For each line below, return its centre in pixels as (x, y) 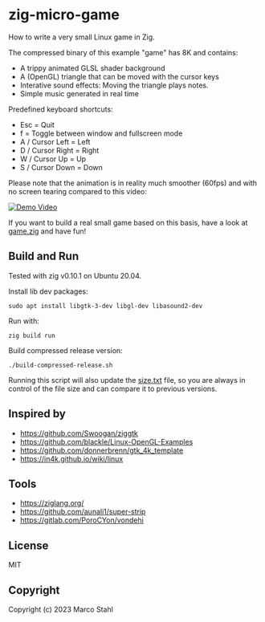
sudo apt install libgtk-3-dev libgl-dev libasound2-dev (106, 306)
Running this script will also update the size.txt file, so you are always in (127, 380)
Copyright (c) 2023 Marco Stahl (61, 609)
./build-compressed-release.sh (61, 365)
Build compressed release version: (65, 350)
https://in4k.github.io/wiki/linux (71, 458)
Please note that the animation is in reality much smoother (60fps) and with (133, 183)
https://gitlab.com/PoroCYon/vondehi (82, 520)
